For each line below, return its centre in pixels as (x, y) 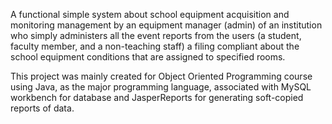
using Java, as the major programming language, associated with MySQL (161, 87)
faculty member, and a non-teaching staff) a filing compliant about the (155, 46)
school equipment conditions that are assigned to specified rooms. (148, 57)
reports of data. (42, 108)
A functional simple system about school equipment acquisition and (150, 14)
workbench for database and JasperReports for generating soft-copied (157, 97)
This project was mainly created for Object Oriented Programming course (161, 76)
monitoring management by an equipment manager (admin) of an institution (166, 25)
